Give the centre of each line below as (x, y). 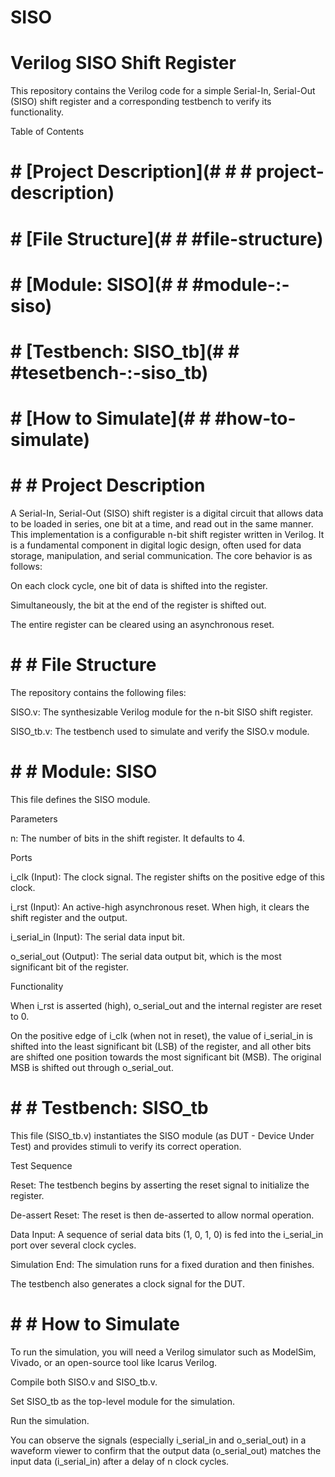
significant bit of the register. (69, 967)
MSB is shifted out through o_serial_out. (92, 1067)
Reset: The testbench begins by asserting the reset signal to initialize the (160, 1185)
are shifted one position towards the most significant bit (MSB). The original (166, 1057)
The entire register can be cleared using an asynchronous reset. (142, 624)
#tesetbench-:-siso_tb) (109, 372)
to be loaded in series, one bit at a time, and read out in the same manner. (162, 524)
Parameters (34, 818)
